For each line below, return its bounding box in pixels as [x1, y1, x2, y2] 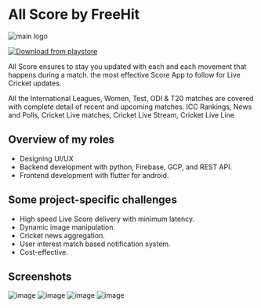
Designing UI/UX [19, 154, 74, 163]
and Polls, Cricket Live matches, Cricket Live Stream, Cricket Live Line [8, 110, 235, 119]
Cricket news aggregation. [19, 230, 106, 240]
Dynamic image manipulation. [19, 222, 116, 232]
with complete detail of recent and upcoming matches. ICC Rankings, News [8, 102, 252, 111]
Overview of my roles [8, 133, 115, 147]
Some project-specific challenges [8, 194, 178, 207]
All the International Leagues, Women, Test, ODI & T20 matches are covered [8, 93, 254, 103]
